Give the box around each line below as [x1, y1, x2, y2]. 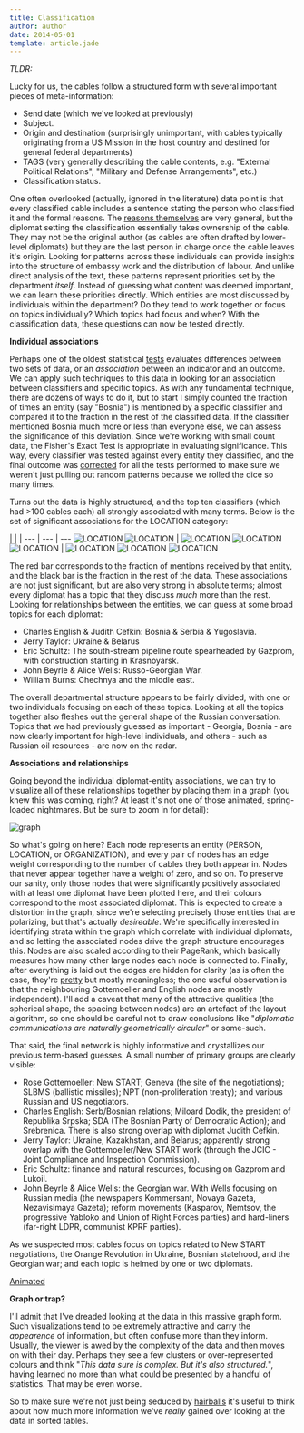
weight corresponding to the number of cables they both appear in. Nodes [9, 859, 288, 870]
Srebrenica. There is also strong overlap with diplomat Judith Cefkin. [22, 1126, 279, 1136]
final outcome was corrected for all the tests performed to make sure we [9, 460, 280, 471]
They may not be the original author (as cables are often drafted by [9, 232, 260, 243]
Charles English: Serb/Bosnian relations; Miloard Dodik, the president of [22, 1106, 291, 1116]
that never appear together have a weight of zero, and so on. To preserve [9, 868, 284, 880]
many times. [9, 479, 55, 490]
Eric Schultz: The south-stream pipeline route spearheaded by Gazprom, [22, 646, 295, 657]
